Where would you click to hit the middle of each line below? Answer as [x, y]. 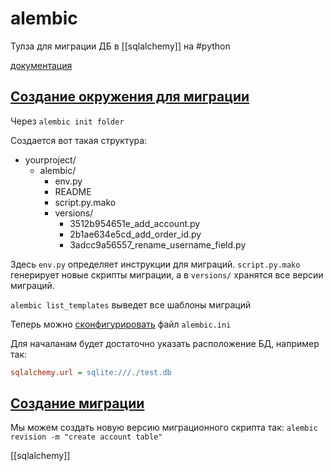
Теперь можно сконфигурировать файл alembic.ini [121, 324]
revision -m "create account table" [86, 437]
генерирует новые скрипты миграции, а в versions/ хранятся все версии [167, 274]
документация [41, 65]
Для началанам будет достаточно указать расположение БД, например [165, 343]
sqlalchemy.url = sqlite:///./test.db [91, 372]
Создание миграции [77, 403]
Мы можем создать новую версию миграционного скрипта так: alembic [164, 428]
